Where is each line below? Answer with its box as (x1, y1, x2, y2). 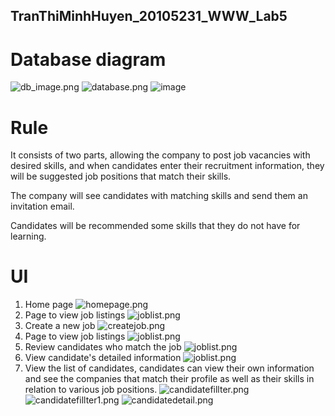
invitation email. (10, 200, 75, 213)
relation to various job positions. (24, 384, 158, 396)
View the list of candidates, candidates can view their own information (24, 362, 315, 374)
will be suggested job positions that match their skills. (10, 170, 232, 183)
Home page (24, 299, 74, 311)
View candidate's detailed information (24, 352, 182, 364)
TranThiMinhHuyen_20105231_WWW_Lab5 (10, 8, 288, 25)
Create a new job (24, 320, 96, 332)
